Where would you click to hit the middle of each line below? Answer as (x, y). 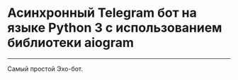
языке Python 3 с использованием (115, 28)
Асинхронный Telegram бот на (102, 13)
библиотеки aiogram (71, 43)
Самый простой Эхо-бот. (45, 69)
